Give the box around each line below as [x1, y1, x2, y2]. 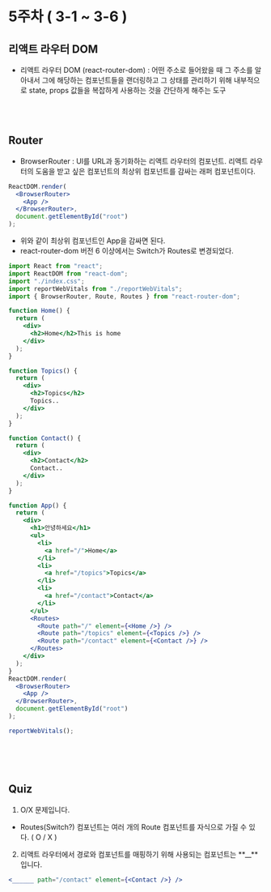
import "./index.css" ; [8, 277, 85, 285]
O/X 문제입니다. [19, 805, 70, 814]
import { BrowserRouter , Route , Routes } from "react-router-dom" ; [8, 292, 241, 301]
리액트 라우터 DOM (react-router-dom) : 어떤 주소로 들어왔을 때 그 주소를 [19, 66, 253, 75]
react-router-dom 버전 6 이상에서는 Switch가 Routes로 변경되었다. [19, 246, 235, 256]
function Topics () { [8, 366, 78, 375]
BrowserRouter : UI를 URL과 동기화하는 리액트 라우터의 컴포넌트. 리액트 [19, 156, 248, 166]
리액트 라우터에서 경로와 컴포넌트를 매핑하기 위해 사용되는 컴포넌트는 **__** [19, 849, 259, 859]
